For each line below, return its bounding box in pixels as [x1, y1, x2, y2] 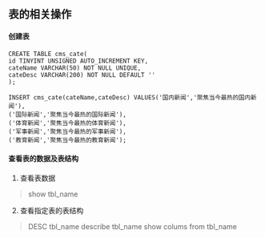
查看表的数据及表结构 [8, 154, 78, 163]
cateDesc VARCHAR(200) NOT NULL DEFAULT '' [8, 71, 156, 79]
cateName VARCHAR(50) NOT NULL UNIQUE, [8, 63, 142, 72]
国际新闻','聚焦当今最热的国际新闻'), [15, 111, 126, 119]
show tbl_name [27, 189, 78, 199]
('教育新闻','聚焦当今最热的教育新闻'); [8, 135, 126, 144]
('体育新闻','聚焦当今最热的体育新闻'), [8, 119, 126, 127]
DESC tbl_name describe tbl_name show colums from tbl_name [27, 221, 238, 231]
